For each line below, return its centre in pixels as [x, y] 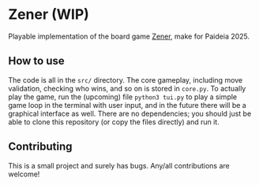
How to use [36, 61]
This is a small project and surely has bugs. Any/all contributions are [119, 165]
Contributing [40, 147]
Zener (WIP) [49, 15]
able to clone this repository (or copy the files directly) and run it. [114, 122]
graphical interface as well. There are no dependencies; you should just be [130, 113]
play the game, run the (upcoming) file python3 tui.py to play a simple [123, 97]
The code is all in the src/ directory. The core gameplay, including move [126, 80]
